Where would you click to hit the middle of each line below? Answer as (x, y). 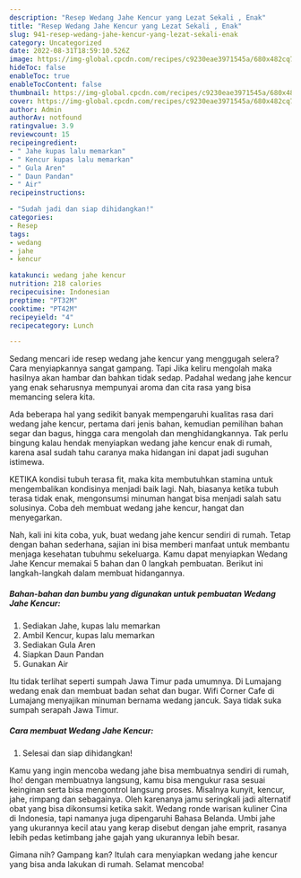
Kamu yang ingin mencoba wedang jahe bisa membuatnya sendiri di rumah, (149, 771)
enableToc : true (39, 76)
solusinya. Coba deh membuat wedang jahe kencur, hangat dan (127, 508)
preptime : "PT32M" (43, 300)
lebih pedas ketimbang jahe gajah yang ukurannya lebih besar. (125, 838)
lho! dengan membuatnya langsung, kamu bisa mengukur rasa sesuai (138, 780)
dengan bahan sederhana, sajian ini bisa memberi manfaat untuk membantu (150, 545)
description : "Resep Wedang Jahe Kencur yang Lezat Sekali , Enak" (138, 18)
